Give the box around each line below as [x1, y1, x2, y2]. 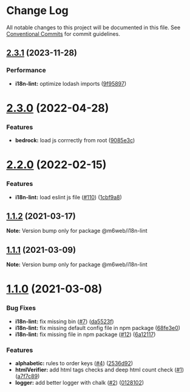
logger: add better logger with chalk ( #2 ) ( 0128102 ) [15, 379, 144, 386]
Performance [6, 66, 47, 75]
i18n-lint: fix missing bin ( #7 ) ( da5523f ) [15, 317, 114, 325]
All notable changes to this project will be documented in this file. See [6, 24, 181, 31]
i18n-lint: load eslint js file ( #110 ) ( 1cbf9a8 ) [15, 193, 123, 201]
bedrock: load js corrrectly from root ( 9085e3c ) [15, 137, 135, 144]
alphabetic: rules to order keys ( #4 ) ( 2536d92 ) [15, 360, 134, 366]
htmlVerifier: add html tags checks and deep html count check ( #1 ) [15, 366, 184, 373]
